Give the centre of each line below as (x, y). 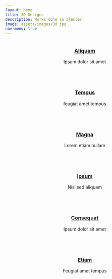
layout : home (19, 10)
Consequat (85, 218)
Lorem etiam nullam (85, 146)
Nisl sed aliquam (85, 187)
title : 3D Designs (24, 15)
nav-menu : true (21, 29)
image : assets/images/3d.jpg (36, 24)
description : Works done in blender (44, 19)
